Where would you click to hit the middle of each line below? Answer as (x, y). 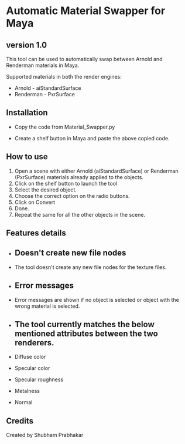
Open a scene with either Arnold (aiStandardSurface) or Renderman (96, 171)
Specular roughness (39, 379)
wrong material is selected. (47, 306)
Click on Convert (35, 202)
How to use (27, 157)
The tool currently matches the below (84, 324)
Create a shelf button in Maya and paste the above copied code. (92, 138)
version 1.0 (27, 45)
